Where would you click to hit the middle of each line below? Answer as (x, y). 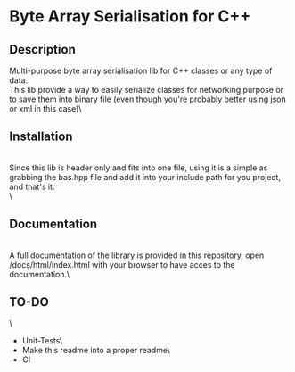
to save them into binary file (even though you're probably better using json (148, 99)
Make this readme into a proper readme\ (96, 351)
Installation (41, 137)
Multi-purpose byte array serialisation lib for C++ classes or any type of (141, 70)
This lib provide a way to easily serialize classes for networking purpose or (146, 90)
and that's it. (32, 186)
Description (42, 50)
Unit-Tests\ (42, 341)
